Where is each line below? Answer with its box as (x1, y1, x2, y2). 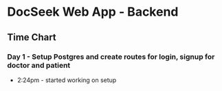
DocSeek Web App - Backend (7, 4, 179, 20)
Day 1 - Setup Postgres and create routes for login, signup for (7, 52, 215, 62)
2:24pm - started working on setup (16, 76, 117, 84)
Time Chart (7, 31, 56, 43)
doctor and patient (7, 60, 71, 70)
